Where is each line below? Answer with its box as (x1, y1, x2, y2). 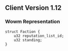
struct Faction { (5, 29, 40, 34)
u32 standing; (14, 38, 42, 42)
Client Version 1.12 (5, 4, 62, 12)
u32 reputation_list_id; (14, 33, 64, 38)
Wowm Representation (5, 18, 60, 25)
